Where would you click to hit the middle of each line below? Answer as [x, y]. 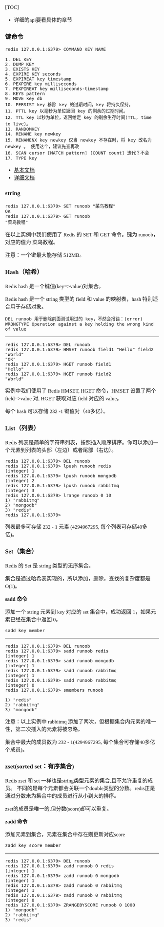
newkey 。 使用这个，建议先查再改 [42, 146]
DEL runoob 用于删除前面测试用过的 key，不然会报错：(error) [74, 319]
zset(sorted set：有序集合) [40, 766]
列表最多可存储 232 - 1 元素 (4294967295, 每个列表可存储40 [74, 527]
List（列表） [22, 428]
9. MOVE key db [24, 98]
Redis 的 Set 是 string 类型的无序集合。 [50, 566]
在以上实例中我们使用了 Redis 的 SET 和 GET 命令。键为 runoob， [82, 235]
